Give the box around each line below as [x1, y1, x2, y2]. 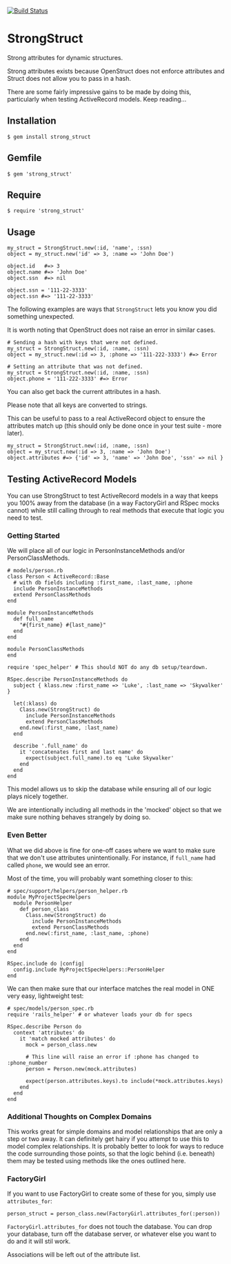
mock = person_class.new [25, 1041, 97, 1048]
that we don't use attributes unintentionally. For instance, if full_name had [7, 853, 216, 862]
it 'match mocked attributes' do [19, 1035, 116, 1042]
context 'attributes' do [13, 1029, 85, 1036]
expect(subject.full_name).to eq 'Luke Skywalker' [25, 755, 174, 762]
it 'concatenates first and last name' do [19, 748, 143, 756]
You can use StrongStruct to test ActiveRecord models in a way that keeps [7, 491, 219, 500]
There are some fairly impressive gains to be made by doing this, [7, 87, 192, 96]
